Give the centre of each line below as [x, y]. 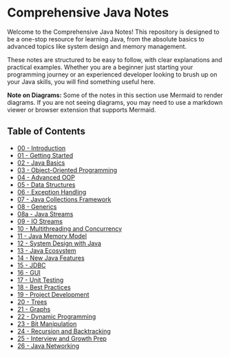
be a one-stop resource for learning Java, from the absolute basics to [106, 39]
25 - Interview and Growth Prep [62, 338]
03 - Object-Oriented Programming [67, 170]
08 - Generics [37, 206]
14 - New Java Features [51, 258]
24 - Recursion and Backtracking [64, 331]
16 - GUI [29, 272]
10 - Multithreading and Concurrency [70, 228]
